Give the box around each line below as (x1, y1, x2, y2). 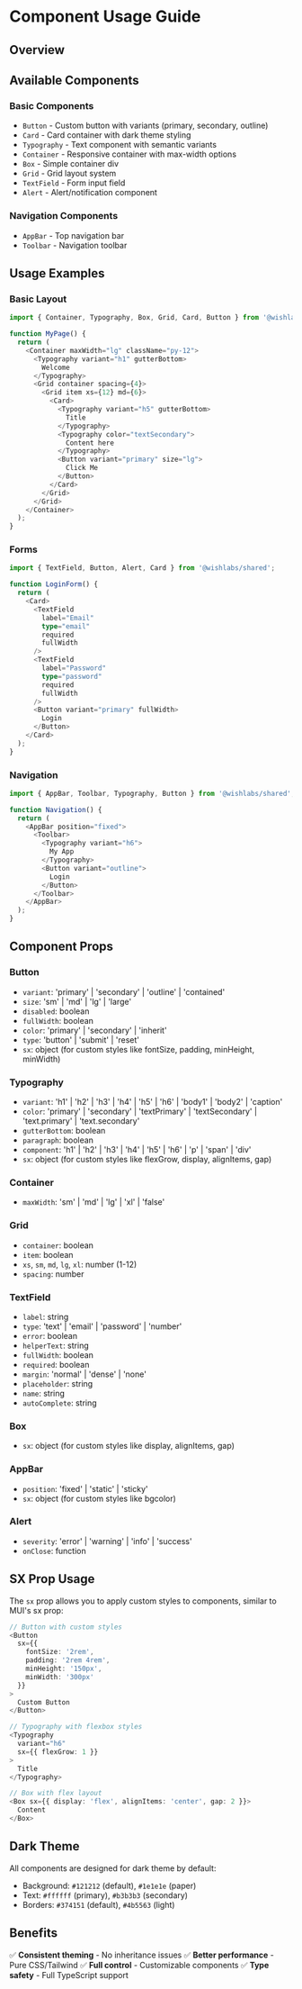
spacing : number (22, 1268, 84, 1279)
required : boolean (22, 1359, 90, 1370)
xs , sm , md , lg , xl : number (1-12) (22, 1259, 138, 1270)
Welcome (41, 363, 70, 372)
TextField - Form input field (22, 177, 126, 188)
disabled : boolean (22, 1006, 90, 1017)
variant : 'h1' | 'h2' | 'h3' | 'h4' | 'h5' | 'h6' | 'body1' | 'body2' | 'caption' (22, 1097, 283, 1108)
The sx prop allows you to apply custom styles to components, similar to (9, 1596, 277, 1606)
